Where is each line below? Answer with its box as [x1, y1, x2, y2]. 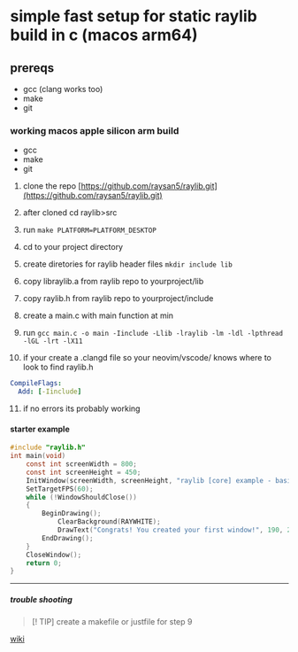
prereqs [10, 60, 55, 75]
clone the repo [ [22, 181, 82, 191]
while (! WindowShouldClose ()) [26, 493, 138, 501]
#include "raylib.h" [10, 443, 87, 453]
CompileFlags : [10, 379, 63, 388]
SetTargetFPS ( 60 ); [26, 485, 94, 493]
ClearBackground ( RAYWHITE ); [57, 517, 162, 526]
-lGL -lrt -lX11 [22, 337, 83, 346]
